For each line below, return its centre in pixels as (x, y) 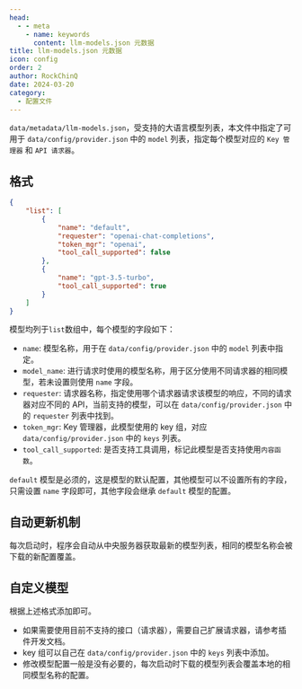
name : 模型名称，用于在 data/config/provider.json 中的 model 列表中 (149, 349)
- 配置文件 (35, 101)
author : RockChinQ (44, 76)
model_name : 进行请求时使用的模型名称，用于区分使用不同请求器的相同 (151, 371)
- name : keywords (58, 34)
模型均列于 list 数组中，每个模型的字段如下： (92, 330)
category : (28, 93)
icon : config (34, 59)
